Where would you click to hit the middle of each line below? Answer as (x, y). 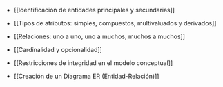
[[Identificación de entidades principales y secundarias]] (94, 10)
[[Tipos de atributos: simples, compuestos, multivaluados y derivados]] (115, 23)
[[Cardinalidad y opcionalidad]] (58, 50)
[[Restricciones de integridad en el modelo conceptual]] (93, 63)
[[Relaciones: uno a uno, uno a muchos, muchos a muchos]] (99, 36)
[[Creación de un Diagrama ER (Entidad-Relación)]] (86, 76)
